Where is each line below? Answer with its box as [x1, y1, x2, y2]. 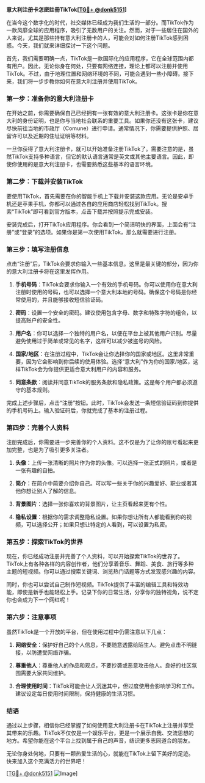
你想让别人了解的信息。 [20, 487, 80, 495]
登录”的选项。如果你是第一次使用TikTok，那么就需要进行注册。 [21, 228, 180, 236]
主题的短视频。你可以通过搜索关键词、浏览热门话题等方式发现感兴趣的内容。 [6, 568, 199, 575]
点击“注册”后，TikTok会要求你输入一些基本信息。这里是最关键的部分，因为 [6, 260, 193, 268]
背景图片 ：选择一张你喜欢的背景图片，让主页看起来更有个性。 [15, 500, 171, 508]
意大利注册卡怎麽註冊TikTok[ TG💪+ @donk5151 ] [6, 6, 127, 13]
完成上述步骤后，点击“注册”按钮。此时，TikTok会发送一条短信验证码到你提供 [6, 399, 199, 406]
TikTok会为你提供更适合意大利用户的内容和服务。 [20, 365, 145, 373]
